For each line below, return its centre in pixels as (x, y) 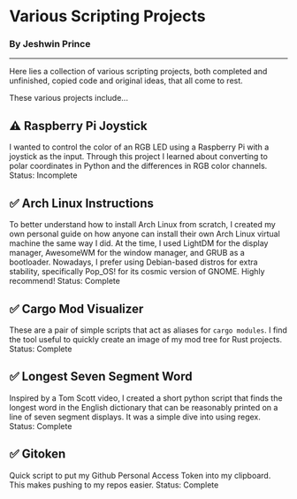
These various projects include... (69, 98)
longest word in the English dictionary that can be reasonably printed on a (144, 407)
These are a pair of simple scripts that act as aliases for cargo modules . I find (148, 330)
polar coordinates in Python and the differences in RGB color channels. (138, 166)
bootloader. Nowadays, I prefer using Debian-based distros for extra (133, 262)
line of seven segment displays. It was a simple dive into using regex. (135, 417)
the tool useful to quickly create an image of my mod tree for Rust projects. (146, 339)
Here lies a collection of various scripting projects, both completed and (138, 72)
